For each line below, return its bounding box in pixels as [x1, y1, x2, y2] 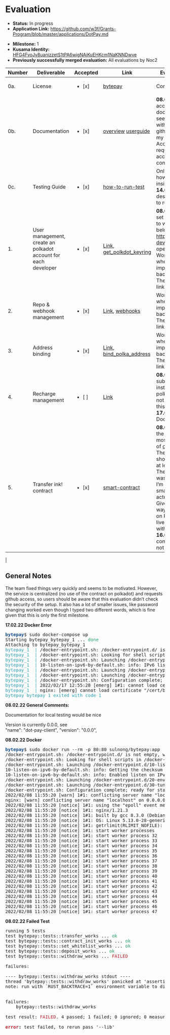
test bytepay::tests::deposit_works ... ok [5, 948, 115, 954]
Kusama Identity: [12, 46, 50, 52]
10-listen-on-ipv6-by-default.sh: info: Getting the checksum [5, 767, 163, 773]
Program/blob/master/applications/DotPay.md [12, 31, 109, 37]
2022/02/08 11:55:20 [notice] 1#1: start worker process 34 [5, 843, 158, 849]
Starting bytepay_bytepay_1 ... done [5, 636, 99, 643]
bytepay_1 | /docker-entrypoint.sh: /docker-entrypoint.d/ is [5, 647, 165, 653]
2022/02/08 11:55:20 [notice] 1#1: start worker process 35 [5, 848, 158, 854]
